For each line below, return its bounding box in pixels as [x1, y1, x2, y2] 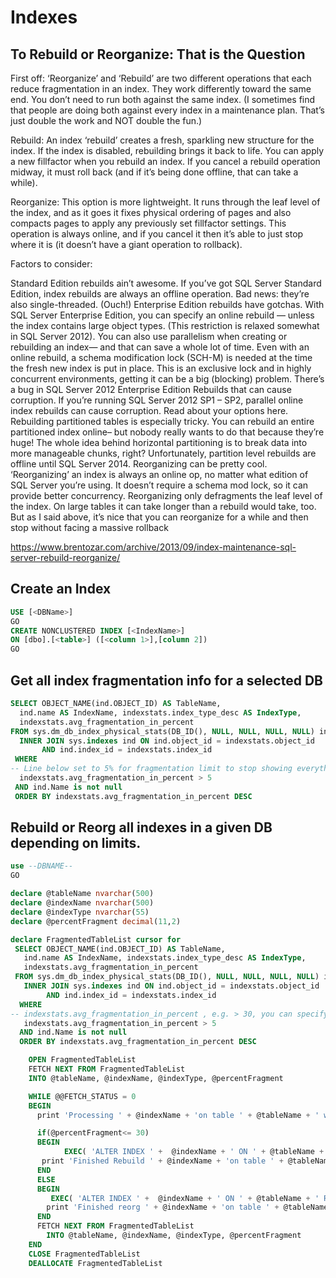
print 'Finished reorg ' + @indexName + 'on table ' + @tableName [46, 1202, 329, 1213]
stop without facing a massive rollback [10, 522, 169, 533]
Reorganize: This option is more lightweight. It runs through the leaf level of [10, 196, 321, 208]
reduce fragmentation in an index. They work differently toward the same [10, 83, 312, 95]
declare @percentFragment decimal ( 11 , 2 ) [10, 916, 182, 926]
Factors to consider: [10, 258, 93, 270]
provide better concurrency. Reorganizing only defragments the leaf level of [10, 490, 323, 501]
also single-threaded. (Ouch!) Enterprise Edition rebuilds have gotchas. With [10, 299, 325, 310]
